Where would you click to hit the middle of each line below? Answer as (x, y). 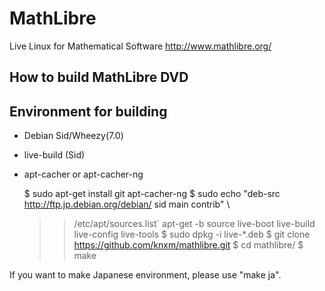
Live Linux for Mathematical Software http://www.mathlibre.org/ (140, 46)
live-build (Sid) (54, 155)
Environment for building (88, 111)
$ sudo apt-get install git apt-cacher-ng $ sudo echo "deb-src (152, 194)
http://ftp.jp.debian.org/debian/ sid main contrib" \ (127, 204)
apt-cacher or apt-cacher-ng (83, 174)
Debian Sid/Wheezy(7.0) (73, 136)
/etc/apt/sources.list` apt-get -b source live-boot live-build (194, 224)
